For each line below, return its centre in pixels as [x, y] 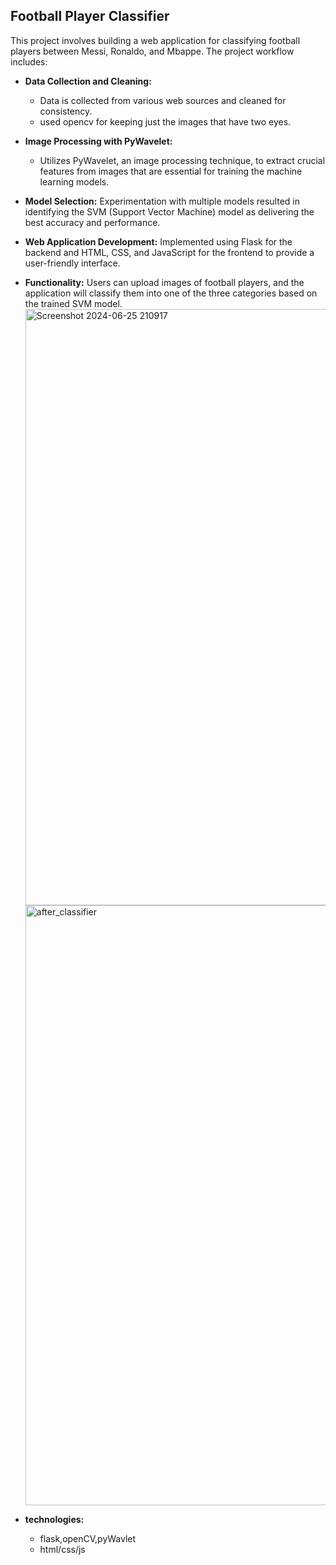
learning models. [74, 181]
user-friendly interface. [72, 263]
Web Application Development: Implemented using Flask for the [158, 241]
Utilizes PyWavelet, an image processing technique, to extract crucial [182, 160]
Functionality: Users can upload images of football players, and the [164, 282]
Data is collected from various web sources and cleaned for [163, 100]
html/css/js [62, 1549]
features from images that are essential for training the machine [171, 171]
